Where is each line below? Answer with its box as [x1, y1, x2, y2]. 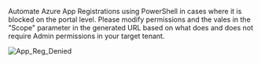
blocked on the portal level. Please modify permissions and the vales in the [8, 15, 252, 24]
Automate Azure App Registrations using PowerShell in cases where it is [8, 7, 242, 16]
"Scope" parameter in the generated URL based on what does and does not [8, 23, 254, 32]
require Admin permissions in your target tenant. [8, 31, 165, 40]
